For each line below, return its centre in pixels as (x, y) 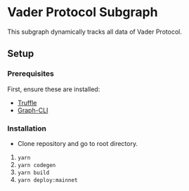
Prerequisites (31, 74)
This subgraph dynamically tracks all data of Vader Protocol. (95, 32)
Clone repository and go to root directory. (78, 143)
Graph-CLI (33, 110)
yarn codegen (37, 165)
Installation (27, 129)
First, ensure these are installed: (54, 89)
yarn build (33, 173)
